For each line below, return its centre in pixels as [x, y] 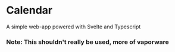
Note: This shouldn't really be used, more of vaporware [88, 42]
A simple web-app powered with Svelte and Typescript [74, 27]
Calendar [29, 10]
